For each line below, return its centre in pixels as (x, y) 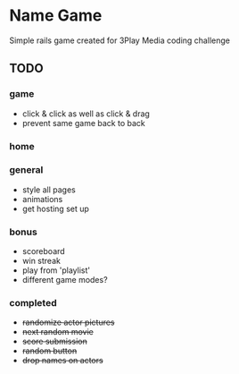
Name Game (56, 16)
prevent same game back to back (83, 123)
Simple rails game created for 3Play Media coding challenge (119, 40)
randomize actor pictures (68, 322)
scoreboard (43, 251)
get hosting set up (55, 208)
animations (42, 199)
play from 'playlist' (56, 270)
